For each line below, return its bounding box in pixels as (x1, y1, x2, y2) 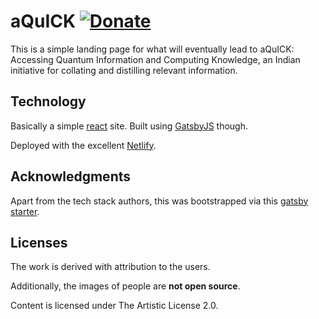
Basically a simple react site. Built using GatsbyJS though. (10, 120, 249, 132)
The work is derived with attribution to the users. (10, 261, 211, 273)
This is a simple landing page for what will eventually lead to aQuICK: (10, 43, 295, 55)
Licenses (10, 234, 68, 251)
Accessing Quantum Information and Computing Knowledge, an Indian (10, 53, 301, 65)
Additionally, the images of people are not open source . (10, 280, 241, 292)
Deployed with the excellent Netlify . (10, 139, 157, 151)
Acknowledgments (10, 168, 132, 185)
